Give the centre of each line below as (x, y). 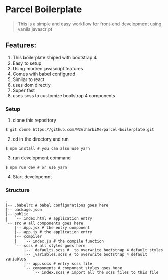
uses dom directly (32, 85)
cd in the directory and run (41, 139)
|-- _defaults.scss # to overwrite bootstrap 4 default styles (93, 250)
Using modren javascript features (48, 68)
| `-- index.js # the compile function (59, 241)
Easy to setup (27, 63)
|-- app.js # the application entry (54, 232)
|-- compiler (28, 237)
